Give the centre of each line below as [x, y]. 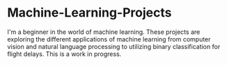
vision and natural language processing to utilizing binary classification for [114, 46]
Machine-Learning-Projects [89, 13]
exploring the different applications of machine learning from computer [109, 39]
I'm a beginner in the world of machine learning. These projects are [104, 32]
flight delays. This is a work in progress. [64, 54]
